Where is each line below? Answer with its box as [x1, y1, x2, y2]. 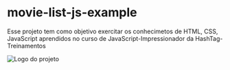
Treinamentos [7, 41, 46, 50]
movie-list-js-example [7, 5, 137, 20]
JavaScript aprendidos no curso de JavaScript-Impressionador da [7, 34, 194, 42]
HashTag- [195, 34, 223, 42]
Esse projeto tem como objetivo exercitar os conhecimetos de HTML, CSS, [7, 27, 218, 35]
